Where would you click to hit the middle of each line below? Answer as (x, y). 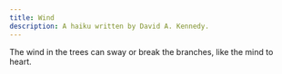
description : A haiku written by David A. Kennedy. (109, 26)
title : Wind (32, 18)
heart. (20, 61)
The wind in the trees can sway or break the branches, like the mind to (141, 51)
